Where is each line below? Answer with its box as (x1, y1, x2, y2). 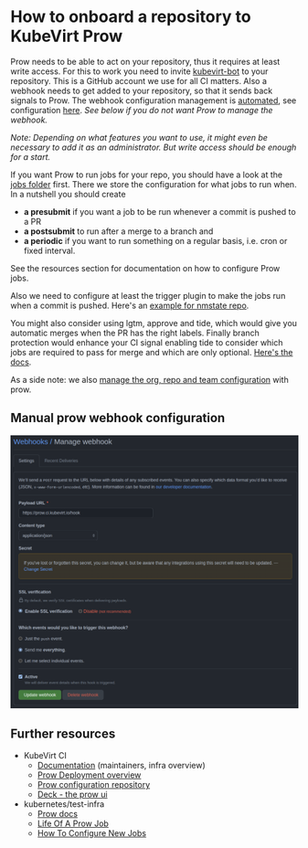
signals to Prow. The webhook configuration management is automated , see (10, 94, 297, 106)
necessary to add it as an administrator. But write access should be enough (10, 142, 297, 153)
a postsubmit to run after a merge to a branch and (23, 226, 214, 237)
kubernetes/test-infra (23, 799, 105, 810)
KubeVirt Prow (10, 26, 123, 47)
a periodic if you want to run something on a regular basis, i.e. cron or (23, 235, 288, 246)
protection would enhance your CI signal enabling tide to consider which (10, 336, 283, 348)
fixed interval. (23, 245, 76, 256)
